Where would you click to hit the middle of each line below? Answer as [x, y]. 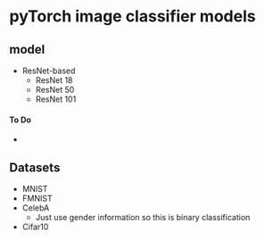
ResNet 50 [55, 90]
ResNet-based [49, 70]
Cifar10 [35, 227]
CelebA [36, 208]
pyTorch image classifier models [132, 16]
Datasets [35, 167]
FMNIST [37, 199]
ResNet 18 [54, 80]
